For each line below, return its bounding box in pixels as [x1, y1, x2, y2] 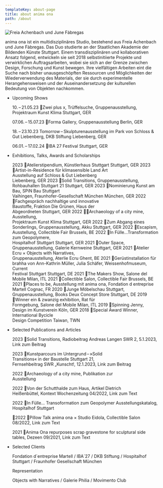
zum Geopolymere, [12, 234, 51, 240]
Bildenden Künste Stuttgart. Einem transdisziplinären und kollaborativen [5, 49, 149, 55]
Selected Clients [12, 444, 45, 450]
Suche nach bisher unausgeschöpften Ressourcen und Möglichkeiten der [5, 70, 152, 76]
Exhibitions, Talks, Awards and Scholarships [12, 153, 101, 158]
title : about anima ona [5, 12, 54, 17]
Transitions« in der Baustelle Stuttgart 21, [12, 356, 95, 362]
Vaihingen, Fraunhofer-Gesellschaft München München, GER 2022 [12, 193, 146, 199]
